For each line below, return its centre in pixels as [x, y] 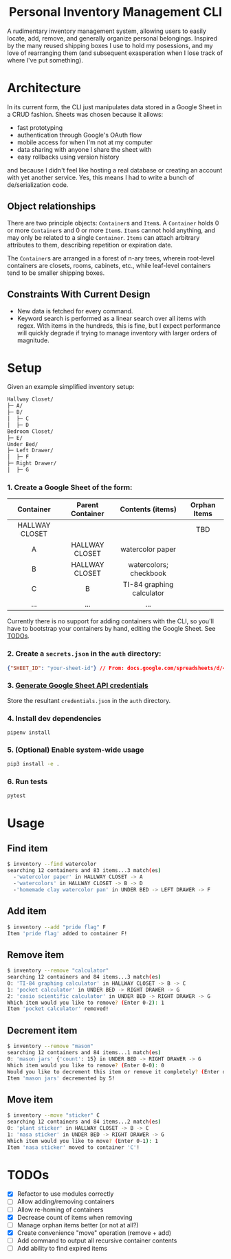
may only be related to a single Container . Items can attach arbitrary [103, 237]
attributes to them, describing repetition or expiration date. [90, 245]
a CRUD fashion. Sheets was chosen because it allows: [85, 114]
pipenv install [29, 733]
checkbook [148, 573]
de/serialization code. [38, 185]
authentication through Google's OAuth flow [79, 135]
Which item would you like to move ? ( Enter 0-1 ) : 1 [82, 1141]
